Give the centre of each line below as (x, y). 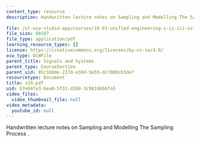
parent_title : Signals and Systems (50, 61)
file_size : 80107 (28, 34)
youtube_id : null (33, 111)
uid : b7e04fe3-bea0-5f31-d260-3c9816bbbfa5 (61, 89)
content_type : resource (36, 12)
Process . (18, 134)
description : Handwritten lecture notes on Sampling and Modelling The (97, 17)
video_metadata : (26, 105)
